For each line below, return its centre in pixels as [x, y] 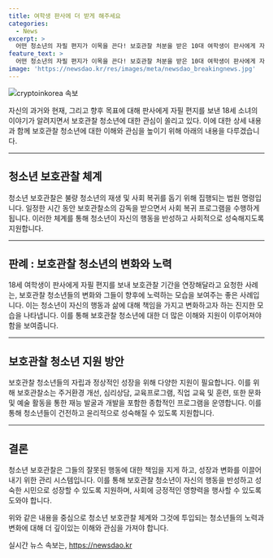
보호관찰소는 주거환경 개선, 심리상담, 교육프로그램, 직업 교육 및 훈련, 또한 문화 [139, 393]
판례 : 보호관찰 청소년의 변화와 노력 [90, 264]
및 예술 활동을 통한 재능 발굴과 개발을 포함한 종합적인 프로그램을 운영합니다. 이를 [135, 403]
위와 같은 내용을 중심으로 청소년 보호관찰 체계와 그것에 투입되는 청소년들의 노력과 [136, 518]
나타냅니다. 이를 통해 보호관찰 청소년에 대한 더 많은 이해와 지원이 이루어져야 [143, 316]
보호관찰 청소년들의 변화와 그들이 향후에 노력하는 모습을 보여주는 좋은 [128, 295]
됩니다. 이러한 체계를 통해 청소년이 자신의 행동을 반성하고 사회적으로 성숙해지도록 [136, 218]
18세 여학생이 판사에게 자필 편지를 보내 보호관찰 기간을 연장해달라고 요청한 [126, 285]
